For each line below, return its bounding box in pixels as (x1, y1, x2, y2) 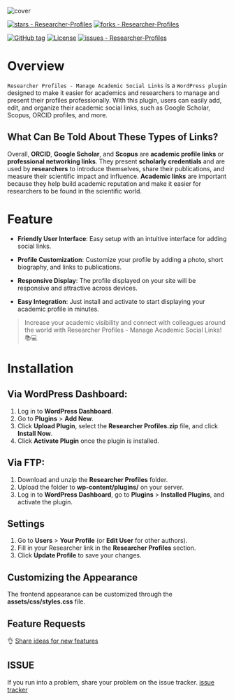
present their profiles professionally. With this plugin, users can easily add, (7, 96, 222, 104)
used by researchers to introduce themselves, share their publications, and (7, 164, 225, 173)
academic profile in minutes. (17, 305, 99, 313)
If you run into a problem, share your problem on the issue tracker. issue (7, 678, 215, 686)
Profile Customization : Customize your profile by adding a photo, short (17, 255, 224, 263)
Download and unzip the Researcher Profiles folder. (17, 475, 168, 483)
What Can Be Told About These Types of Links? (7, 131, 219, 143)
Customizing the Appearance (7, 571, 138, 583)
